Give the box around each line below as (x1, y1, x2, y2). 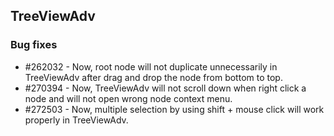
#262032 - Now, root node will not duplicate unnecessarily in (24, 60, 278, 73)
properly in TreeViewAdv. (24, 114, 129, 126)
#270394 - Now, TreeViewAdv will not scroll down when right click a (24, 82, 307, 94)
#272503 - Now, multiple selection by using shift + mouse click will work (24, 103, 325, 115)
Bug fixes (10, 38, 58, 52)
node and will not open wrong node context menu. (24, 92, 233, 104)
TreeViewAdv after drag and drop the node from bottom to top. (24, 71, 283, 83)
